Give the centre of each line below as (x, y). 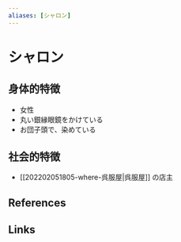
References (37, 203)
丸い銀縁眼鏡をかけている (61, 119)
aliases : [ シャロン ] (40, 15)
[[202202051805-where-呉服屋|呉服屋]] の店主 (96, 177)
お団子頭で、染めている (58, 129)
